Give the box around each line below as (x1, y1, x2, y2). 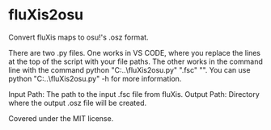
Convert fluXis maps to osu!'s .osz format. (8, 32, 149, 42)
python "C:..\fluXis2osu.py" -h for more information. (8, 73, 182, 83)
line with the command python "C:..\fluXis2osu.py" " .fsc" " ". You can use (8, 65, 251, 74)
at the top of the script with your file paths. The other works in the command (8, 57, 263, 66)
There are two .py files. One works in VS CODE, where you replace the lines (8, 48, 261, 57)
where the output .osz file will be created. (8, 98, 147, 107)
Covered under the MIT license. (8, 113, 114, 123)
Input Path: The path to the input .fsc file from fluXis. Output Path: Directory (8, 89, 260, 99)
